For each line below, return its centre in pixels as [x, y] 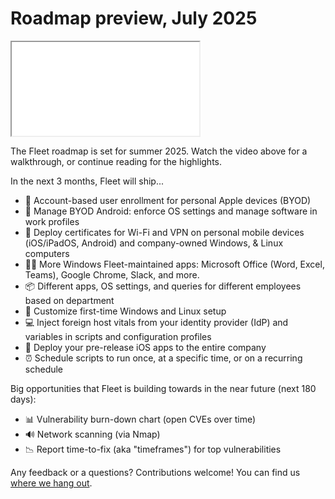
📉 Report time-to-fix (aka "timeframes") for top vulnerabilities [153, 449]
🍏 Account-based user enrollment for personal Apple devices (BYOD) [168, 200]
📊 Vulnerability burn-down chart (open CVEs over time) [140, 419]
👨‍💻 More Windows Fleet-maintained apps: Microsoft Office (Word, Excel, [174, 264]
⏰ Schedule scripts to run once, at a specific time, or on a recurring [163, 358]
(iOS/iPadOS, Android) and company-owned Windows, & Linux [154, 243]
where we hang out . [51, 483]
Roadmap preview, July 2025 [134, 18]
